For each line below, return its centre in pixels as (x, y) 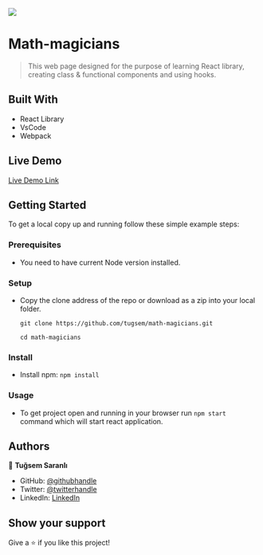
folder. (30, 309)
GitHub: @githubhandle (58, 481)
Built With (33, 100)
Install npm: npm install (59, 375)
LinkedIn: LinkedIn (50, 498)
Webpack (35, 136)
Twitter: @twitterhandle (58, 490)
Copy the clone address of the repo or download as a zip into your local (137, 300)
